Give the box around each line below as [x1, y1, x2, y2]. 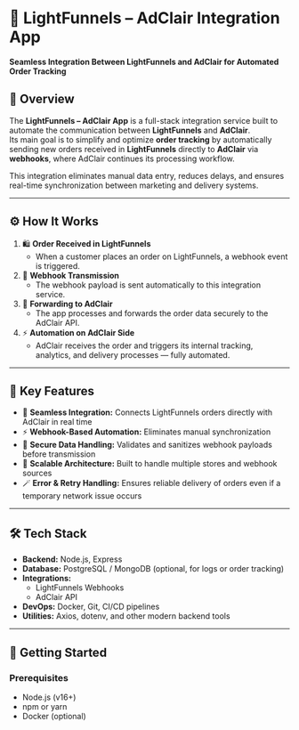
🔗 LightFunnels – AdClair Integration [9, 8, 280, 28]
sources [21, 467, 53, 479]
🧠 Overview [9, 92, 75, 107]
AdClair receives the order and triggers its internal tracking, [35, 340, 254, 351]
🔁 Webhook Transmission [21, 270, 120, 280]
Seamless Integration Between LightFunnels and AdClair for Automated [9, 56, 279, 67]
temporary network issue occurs [21, 491, 142, 501]
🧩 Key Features [9, 383, 95, 399]
